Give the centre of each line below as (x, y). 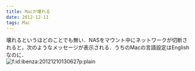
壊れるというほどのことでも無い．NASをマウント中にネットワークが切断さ (97, 40)
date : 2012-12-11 (27, 17)
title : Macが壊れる (28, 12)
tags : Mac (18, 22)
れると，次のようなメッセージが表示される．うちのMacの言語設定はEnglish (98, 47)
